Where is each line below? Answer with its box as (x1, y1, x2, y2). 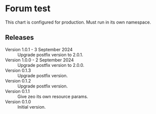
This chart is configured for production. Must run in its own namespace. (5, 19, 152, 25)
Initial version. (17, 104, 46, 110)
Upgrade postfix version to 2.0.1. (17, 52, 83, 57)
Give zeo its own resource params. (17, 93, 88, 99)
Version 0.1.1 (5, 88, 30, 94)
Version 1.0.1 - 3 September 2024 (5, 46, 73, 52)
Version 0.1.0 (5, 99, 31, 105)
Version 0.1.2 (5, 78, 31, 84)
